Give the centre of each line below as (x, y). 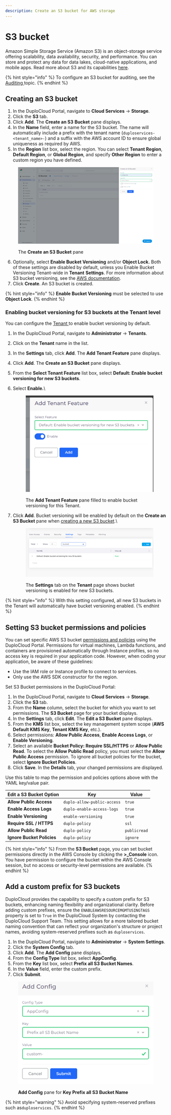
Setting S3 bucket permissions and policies (76, 627)
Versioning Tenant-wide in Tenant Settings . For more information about (88, 273)
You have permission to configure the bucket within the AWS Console (78, 860)
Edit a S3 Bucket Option (33, 794)
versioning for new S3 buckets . (46, 379)
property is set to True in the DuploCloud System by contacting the (76, 915)
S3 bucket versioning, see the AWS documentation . (67, 278)
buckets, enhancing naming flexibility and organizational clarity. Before (80, 904)
